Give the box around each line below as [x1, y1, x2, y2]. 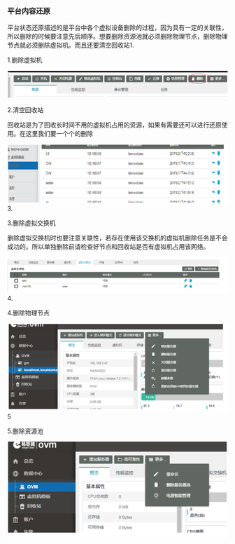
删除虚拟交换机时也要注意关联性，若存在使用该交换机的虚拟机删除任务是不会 [7, 233, 228, 242]
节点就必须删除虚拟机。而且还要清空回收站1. [7, 41, 134, 50]
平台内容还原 [7, 6, 51, 15]
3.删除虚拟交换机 [7, 219, 56, 227]
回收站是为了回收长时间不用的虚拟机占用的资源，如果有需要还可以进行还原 [7, 121, 222, 129]
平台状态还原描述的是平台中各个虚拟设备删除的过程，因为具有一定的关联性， [7, 23, 228, 32]
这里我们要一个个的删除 [25, 130, 93, 138]
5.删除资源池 [7, 427, 43, 435]
